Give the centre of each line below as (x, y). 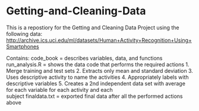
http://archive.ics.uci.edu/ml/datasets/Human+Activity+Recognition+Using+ (99, 40)
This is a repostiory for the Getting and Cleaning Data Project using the (93, 27)
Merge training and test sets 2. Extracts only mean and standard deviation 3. (99, 70)
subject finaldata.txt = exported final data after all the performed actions (94, 96)
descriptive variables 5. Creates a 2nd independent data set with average (96, 83)
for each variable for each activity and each (59, 90)
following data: (24, 33)
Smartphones (23, 47)
